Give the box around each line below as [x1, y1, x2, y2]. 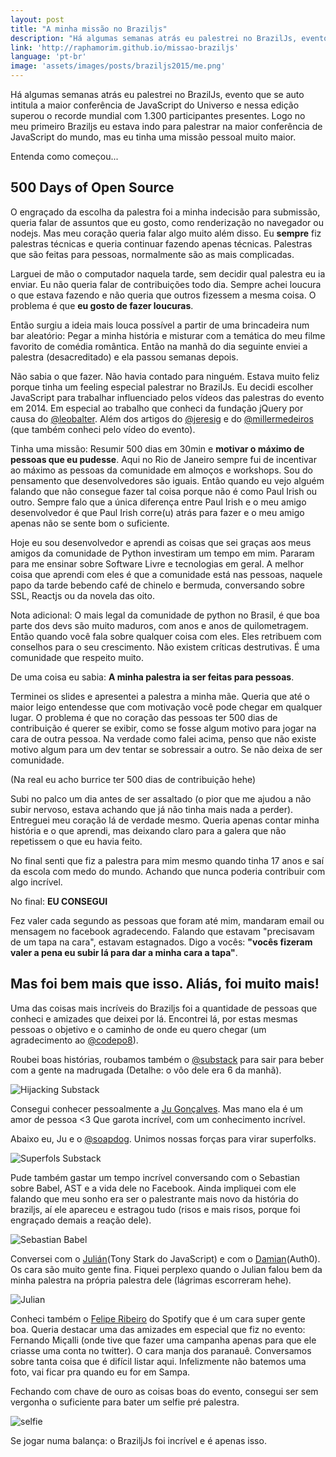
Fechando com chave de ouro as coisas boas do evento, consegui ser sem [10, 1385, 319, 1397]
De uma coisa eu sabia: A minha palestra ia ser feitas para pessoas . [10, 671, 295, 683]
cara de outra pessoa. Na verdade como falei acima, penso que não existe [10, 732, 317, 745]
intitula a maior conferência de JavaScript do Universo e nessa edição [10, 99, 300, 111]
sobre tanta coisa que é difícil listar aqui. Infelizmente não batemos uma [10, 1355, 307, 1367]
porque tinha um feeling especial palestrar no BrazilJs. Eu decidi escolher [10, 381, 314, 393]
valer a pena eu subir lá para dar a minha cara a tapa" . [10, 946, 238, 958]
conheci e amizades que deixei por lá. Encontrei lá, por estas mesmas [10, 1012, 298, 1025]
